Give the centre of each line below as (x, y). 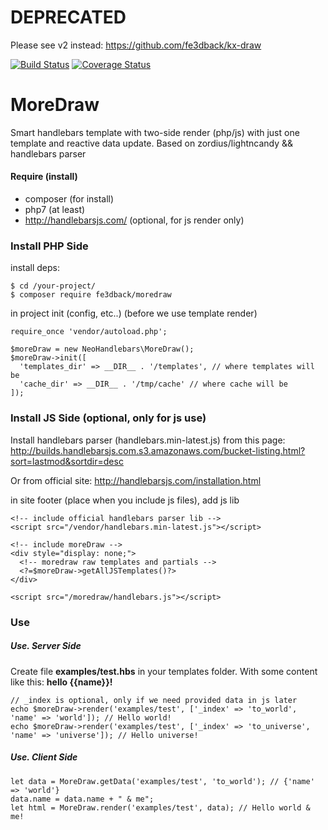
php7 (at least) (55, 210)
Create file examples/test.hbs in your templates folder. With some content (164, 671)
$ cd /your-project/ (53, 286)
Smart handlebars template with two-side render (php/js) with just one (155, 132)
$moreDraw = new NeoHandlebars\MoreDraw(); (102, 349)
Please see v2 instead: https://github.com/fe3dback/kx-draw (136, 45)
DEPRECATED (68, 17)
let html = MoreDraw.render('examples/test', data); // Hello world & (160, 807)
